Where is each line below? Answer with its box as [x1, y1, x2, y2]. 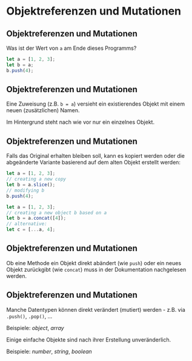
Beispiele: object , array [6, 324, 65, 331]
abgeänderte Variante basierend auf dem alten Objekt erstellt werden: [6, 159, 180, 166]
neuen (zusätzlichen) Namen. [6, 107, 80, 114]
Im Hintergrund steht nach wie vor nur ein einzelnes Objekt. [6, 118, 155, 126]
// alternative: [6, 221, 47, 227]
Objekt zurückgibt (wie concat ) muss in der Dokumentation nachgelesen [6, 266, 187, 273]
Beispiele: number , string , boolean [6, 348, 92, 355]
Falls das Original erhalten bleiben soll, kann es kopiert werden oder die [6, 152, 185, 160]
